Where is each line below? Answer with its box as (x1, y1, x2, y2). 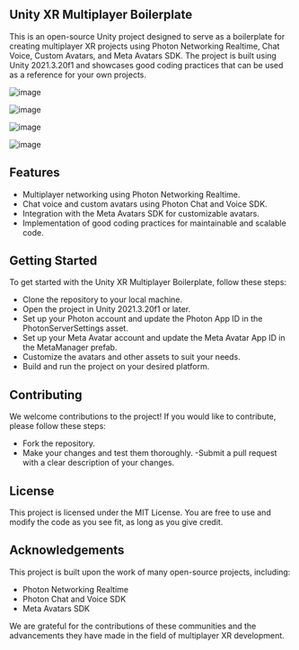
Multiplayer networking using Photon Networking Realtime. (22, 189, 241, 200)
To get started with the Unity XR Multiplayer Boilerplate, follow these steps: (9, 277, 287, 288)
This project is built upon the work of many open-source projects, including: (9, 566, 291, 577)
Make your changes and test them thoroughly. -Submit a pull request (22, 448, 277, 459)
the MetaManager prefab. (22, 342, 118, 353)
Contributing (9, 387, 83, 403)
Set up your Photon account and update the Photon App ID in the (22, 314, 263, 325)
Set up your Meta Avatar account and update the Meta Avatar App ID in (22, 333, 286, 343)
